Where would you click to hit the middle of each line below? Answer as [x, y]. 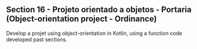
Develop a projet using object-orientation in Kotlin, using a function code [94, 33]
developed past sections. [37, 39]
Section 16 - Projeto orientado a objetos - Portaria [99, 10]
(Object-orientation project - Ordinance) [82, 19]
